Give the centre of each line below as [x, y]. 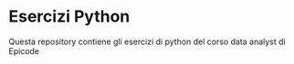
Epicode [24, 50]
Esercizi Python [69, 17]
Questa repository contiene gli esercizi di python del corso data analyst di [147, 41]
